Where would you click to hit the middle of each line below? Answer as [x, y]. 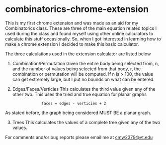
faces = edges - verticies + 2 [74, 103]
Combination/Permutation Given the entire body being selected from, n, [85, 63]
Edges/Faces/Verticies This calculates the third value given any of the [84, 89]
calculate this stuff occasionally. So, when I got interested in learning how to [83, 39]
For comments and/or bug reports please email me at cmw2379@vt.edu [79, 137]
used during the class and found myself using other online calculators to [79, 33]
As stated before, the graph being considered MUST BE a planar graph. [78, 113]
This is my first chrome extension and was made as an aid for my [72, 23]
